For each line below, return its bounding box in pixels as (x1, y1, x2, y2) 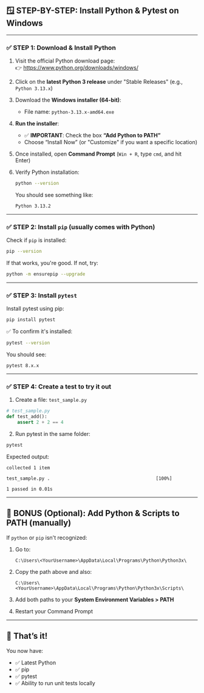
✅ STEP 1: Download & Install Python (6, 43, 117, 52)
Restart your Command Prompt (15, 607, 93, 615)
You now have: (6, 647, 44, 654)
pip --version (6, 249, 42, 255)
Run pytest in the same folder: (15, 430, 90, 437)
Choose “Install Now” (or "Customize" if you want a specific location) (24, 139, 198, 146)
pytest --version (6, 340, 50, 346)
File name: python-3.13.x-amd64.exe (24, 108, 114, 115)
